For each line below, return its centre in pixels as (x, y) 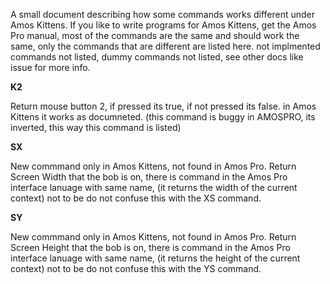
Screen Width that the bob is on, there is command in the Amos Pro (149, 177)
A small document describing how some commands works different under (163, 14)
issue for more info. (50, 67)
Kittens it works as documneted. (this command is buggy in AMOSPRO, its (163, 117)
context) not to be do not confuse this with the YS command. (136, 268)
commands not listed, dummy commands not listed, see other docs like (157, 57)
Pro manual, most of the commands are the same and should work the (155, 35)
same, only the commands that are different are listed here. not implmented (165, 46)
